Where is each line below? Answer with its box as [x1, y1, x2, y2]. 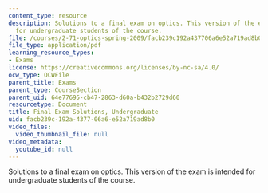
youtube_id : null [15, 145, 73, 153]
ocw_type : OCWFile [8, 71, 69, 79]
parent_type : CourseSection [8, 85, 102, 94]
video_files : [8, 123, 52, 131]
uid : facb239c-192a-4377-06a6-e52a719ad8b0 [8, 116, 156, 124]
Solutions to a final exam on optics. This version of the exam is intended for [8, 167, 256, 176]
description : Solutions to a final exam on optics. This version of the [8, 19, 255, 27]
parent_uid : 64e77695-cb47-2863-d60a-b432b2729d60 [8, 93, 180, 101]
